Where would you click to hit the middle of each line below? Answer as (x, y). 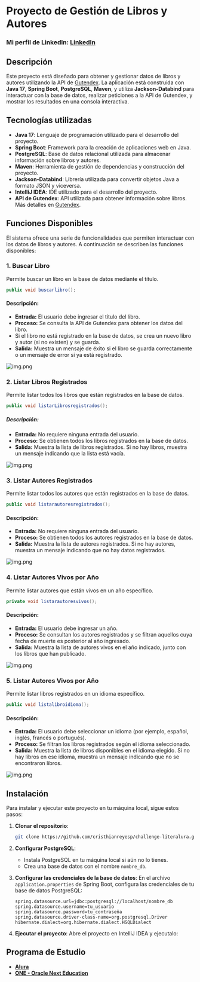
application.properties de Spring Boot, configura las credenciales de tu (104, 884)
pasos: (14, 814)
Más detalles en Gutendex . (48, 204)
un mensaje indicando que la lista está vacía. (70, 454)
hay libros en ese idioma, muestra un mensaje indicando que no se (97, 757)
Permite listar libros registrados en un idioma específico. (76, 694)
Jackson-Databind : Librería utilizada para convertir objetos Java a (97, 179)
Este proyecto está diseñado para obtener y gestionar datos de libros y (93, 76)
